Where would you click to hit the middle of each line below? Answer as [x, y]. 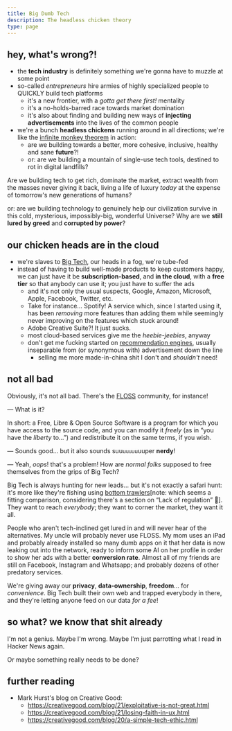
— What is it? [26, 409]
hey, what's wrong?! [52, 54]
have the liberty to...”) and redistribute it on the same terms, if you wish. [109, 437]
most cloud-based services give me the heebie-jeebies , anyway [119, 335]
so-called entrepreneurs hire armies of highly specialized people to [113, 86]
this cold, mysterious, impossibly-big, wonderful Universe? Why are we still [115, 216]
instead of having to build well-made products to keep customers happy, [121, 269]
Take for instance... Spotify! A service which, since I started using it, [124, 306]
